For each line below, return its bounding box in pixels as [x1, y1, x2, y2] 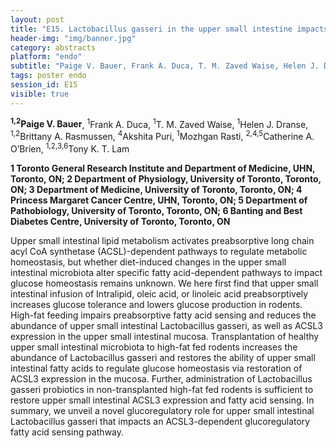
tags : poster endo [10, 71, 87, 81]
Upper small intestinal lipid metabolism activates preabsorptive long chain [10, 234, 315, 246]
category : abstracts [10, 42, 97, 53]
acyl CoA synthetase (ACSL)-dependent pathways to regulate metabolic [10, 245, 308, 257]
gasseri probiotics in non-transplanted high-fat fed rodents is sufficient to [10, 383, 314, 395]
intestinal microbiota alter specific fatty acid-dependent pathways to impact [10, 266, 323, 278]
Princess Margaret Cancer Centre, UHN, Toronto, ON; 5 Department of [10, 194, 308, 206]
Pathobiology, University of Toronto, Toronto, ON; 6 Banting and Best [10, 204, 303, 216]
